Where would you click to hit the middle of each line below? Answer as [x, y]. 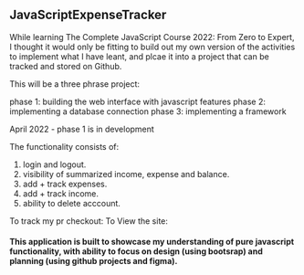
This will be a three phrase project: [74, 84]
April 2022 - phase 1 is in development [82, 129]
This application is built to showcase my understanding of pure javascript [152, 242]
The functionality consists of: [64, 146]
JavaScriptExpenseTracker [88, 15]
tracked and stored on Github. [66, 66]
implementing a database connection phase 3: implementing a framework [148, 111]
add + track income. [60, 193]
